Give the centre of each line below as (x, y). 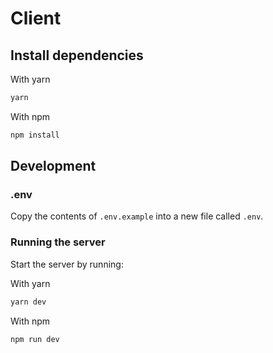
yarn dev (28, 302)
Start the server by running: (67, 264)
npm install (35, 135)
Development (53, 166)
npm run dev (35, 339)
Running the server (58, 242)
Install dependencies (77, 55)
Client (36, 18)
